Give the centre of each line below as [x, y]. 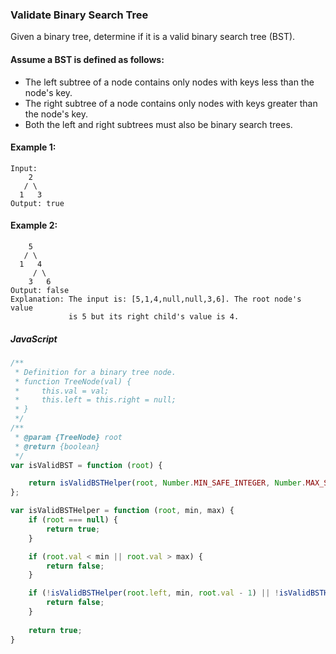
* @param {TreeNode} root [68, 437]
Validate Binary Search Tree [79, 15]
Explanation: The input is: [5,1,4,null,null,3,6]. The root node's [156, 299]
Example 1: [33, 147]
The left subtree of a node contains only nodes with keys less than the [169, 82]
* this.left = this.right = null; [95, 400]
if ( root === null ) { [73, 520]
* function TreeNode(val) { [73, 381]
